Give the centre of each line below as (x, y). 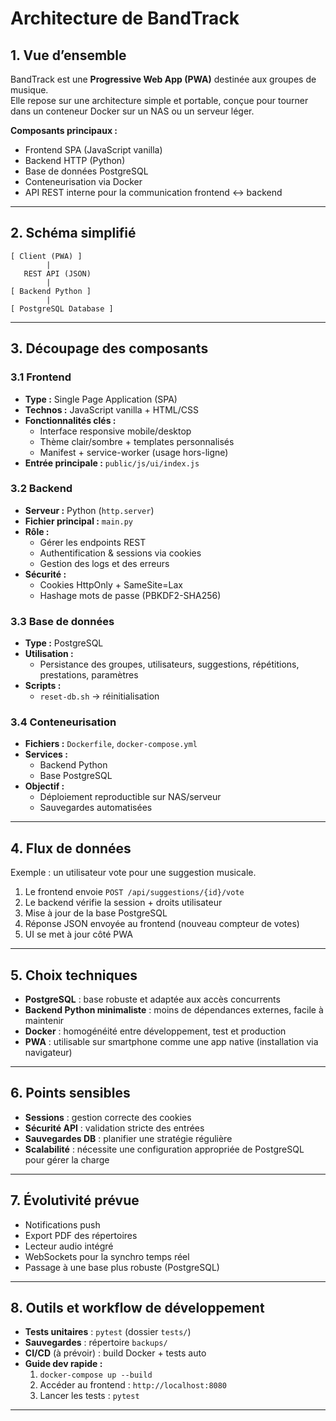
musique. (29, 90)
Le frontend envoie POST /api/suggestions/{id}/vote (134, 892)
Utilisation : (49, 654)
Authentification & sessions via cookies (120, 553)
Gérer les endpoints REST (93, 542)
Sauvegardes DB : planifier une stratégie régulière (128, 1138)
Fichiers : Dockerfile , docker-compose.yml (111, 744)
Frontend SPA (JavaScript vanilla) (93, 150)
